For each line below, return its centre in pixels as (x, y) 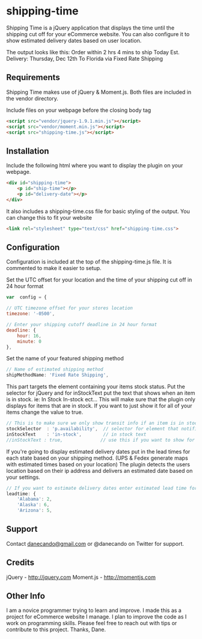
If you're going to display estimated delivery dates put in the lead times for (98, 451)
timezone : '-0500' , (31, 314)
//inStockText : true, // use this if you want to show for (101, 440)
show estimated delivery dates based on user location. (74, 40)
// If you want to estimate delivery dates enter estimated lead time (96, 488)
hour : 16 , (29, 336)
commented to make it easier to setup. (54, 268)
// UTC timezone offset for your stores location (70, 308)
